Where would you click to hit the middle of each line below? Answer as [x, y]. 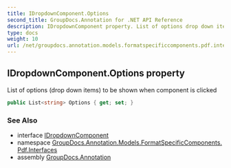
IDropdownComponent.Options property [96, 73]
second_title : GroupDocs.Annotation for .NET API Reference [95, 20]
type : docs [23, 33]
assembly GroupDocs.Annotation [64, 157]
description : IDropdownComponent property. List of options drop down [110, 26]
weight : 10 [23, 39]
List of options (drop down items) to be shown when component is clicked [112, 90]
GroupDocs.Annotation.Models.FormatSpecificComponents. [137, 143]
